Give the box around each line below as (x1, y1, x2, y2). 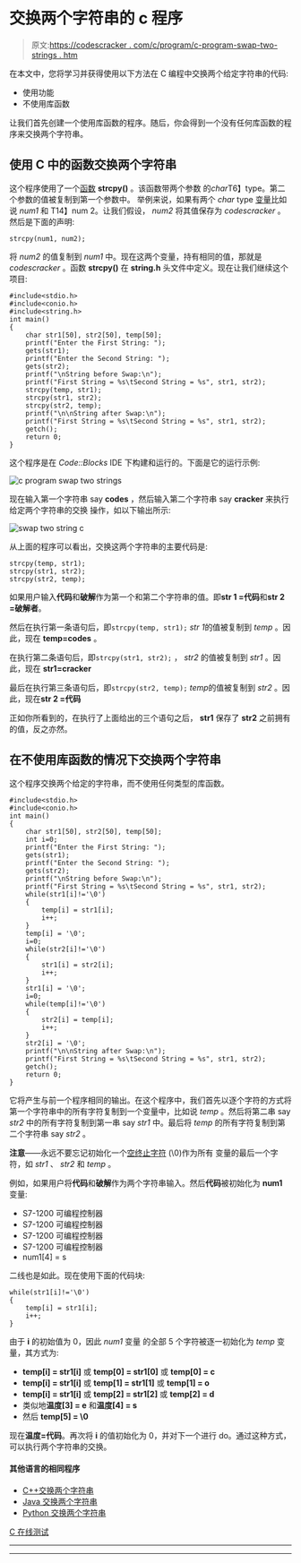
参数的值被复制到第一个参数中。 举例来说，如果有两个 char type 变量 (16, 193, 271, 204)
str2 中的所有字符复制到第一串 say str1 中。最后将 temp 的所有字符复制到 (9, 1117, 278, 1128)
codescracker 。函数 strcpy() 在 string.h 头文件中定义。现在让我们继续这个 (9, 262, 289, 273)
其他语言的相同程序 (9, 1464, 81, 1474)
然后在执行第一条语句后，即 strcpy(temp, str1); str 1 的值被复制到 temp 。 (9, 622, 284, 632)
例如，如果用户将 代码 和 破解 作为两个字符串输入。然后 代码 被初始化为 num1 (9, 1177, 283, 1188)
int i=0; (25, 835, 58, 844)
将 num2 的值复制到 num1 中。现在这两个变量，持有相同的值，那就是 (9, 251, 262, 262)
